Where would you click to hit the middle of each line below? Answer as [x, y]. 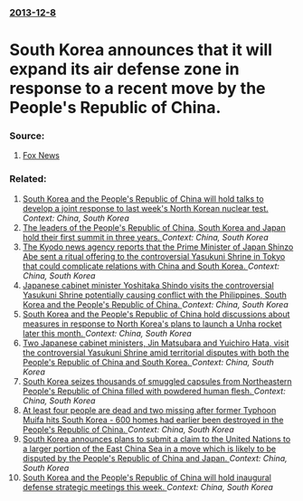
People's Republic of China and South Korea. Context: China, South [148, 362]
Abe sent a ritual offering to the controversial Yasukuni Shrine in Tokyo [154, 256]
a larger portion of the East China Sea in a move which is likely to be [149, 449]
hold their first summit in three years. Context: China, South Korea [145, 237]
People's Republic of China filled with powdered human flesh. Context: [154, 391]
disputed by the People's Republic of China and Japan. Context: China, [155, 458]
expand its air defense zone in [124, 69]
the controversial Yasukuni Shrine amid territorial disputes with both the [156, 352]
